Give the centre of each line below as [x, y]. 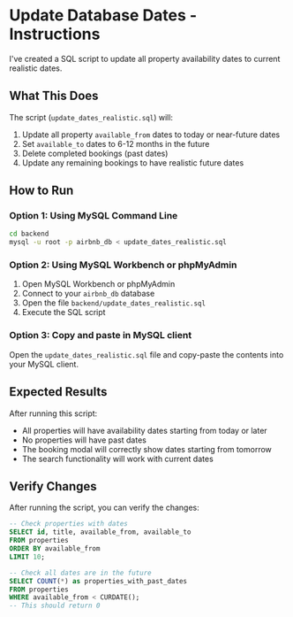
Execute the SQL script [64, 312]
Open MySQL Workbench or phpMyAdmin [98, 284]
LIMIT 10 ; [27, 557]
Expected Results [58, 392]
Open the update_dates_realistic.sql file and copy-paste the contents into [146, 354]
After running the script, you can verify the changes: [105, 508]
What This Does [54, 96]
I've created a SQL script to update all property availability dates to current [145, 58]
